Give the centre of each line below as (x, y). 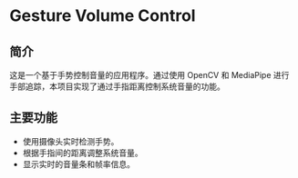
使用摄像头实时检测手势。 (71, 141)
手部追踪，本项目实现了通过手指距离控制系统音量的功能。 (117, 86)
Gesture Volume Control (103, 16)
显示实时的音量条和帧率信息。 (78, 163)
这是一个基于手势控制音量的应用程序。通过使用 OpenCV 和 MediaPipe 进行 (149, 75)
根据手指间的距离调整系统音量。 (82, 153)
